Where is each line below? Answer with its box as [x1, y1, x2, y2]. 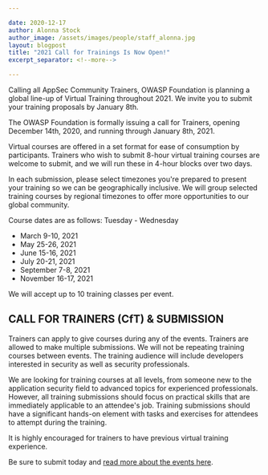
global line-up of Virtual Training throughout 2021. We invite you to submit [8, 94, 253, 103]
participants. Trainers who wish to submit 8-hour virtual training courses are [8, 150, 261, 160]
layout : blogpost [8, 41, 67, 49]
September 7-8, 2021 [19, 266, 91, 274]
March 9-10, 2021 [19, 231, 79, 241]
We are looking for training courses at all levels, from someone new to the [8, 375, 252, 384]
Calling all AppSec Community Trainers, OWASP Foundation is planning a [8, 85, 250, 95]
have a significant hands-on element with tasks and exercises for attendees [8, 408, 258, 418]
